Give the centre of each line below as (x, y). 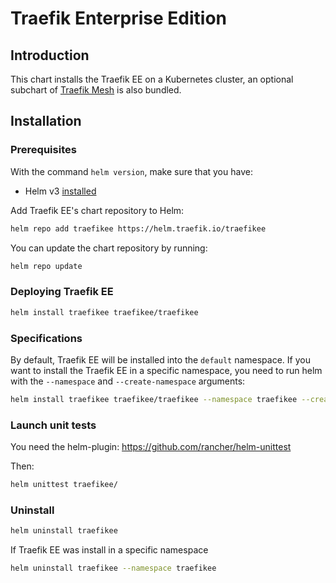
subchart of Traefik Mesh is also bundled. (96, 90)
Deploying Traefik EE (62, 292)
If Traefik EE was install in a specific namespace (109, 550)
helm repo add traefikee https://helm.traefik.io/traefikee (138, 228)
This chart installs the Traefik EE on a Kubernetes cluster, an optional (152, 79)
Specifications (46, 338)
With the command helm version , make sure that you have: (131, 171)
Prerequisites (43, 150)
